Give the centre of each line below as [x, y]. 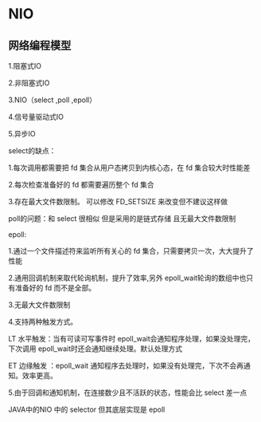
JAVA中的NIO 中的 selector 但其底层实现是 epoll [87, 409]
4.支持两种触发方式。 [43, 321]
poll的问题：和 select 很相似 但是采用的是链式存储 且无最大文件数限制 [122, 219]
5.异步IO [22, 134]
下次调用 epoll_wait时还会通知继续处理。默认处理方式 [95, 349]
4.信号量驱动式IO [36, 117]
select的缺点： [32, 151]
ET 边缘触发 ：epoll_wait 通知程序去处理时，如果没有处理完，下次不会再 [126, 365]
